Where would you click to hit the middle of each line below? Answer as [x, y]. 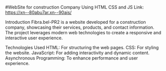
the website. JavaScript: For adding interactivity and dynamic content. [77, 53]
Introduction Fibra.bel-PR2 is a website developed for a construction [75, 22]
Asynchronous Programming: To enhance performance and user [72, 58]
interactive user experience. [34, 38]
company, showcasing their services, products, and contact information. [80, 27]
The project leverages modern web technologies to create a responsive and [83, 33]
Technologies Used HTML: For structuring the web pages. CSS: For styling [82, 47]
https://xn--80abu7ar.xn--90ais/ [38, 12]
